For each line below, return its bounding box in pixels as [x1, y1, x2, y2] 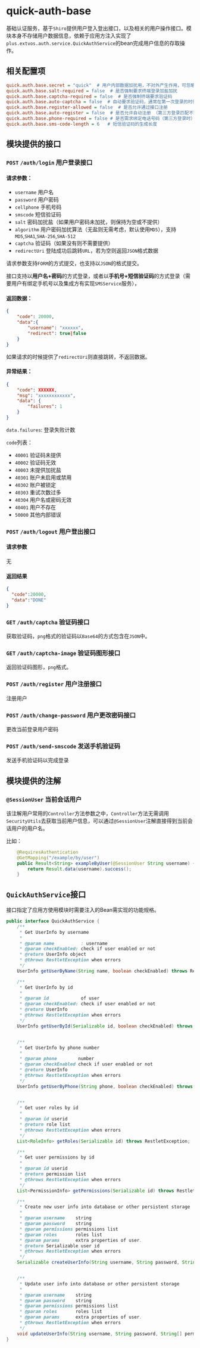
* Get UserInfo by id [19, 984, 73, 990]
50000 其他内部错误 [14, 511, 61, 518]
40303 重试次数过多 [14, 489, 61, 496]
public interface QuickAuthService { [6, 918, 100, 924]
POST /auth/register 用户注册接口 [6, 680, 102, 688]
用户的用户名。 [11, 824, 48, 832]
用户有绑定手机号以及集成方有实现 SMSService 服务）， [11, 280, 140, 287]
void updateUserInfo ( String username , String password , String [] [17, 1331, 183, 1337]
